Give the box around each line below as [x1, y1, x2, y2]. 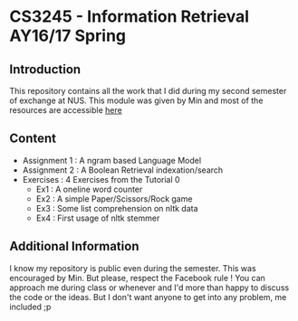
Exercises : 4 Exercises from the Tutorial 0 [22, 174, 180, 184]
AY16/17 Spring [9, 25, 127, 46]
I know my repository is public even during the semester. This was [9, 262, 256, 273]
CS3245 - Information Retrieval [9, 6, 250, 27]
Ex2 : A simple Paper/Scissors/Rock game [35, 193, 193, 204]
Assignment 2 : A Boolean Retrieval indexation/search [22, 165, 224, 175]
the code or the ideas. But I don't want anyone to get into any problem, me [9, 291, 287, 302]
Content [9, 131, 57, 146]
